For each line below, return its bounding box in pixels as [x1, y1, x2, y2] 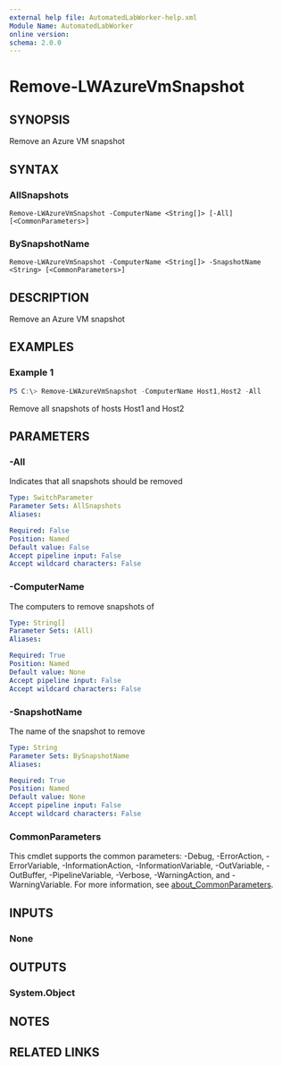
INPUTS [9, 905, 54, 920]
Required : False [9, 525, 70, 535]
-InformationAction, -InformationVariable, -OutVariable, [62, 860, 265, 871]
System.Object [9, 986, 76, 999]
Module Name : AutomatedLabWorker [9, 21, 134, 30]
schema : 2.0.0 [9, 38, 62, 47]
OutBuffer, [9, 870, 47, 881]
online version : [9, 30, 70, 38]
